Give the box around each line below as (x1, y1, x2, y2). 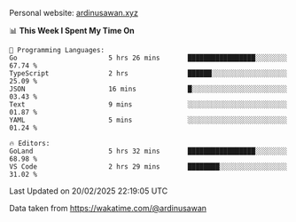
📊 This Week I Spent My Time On (9, 26, 135, 36)
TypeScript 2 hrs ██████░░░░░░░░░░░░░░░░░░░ (9, 69, 288, 78)
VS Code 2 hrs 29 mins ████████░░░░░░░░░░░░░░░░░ (9, 163, 288, 171)
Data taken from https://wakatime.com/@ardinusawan (9, 203, 206, 213)
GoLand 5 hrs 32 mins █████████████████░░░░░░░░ (9, 147, 288, 155)
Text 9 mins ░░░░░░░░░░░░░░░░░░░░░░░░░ (9, 100, 288, 109)
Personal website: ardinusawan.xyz (9, 8, 139, 18)
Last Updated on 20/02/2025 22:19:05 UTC (9, 186, 168, 196)
